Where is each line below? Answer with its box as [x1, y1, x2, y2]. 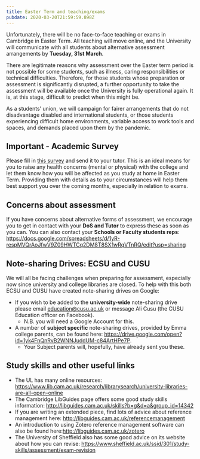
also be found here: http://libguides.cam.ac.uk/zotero [14, 427, 145, 434]
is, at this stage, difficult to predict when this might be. [6, 93, 140, 101]
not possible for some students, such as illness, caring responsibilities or [6, 68, 185, 75]
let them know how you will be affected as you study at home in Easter [6, 170, 180, 177]
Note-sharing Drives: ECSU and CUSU [6, 259, 150, 269]
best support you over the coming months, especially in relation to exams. [6, 183, 188, 190]
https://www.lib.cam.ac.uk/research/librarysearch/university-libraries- [14, 382, 188, 390]
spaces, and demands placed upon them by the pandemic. [6, 124, 151, 131]
